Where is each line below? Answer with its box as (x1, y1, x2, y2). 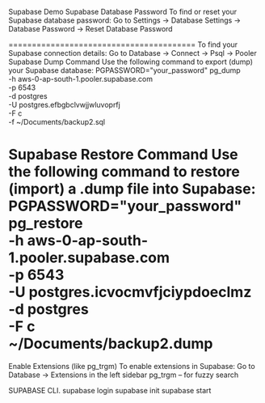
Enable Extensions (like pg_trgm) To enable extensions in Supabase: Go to (8, 361, 256, 371)
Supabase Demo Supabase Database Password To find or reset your (8, 7, 237, 16)
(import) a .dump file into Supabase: (8, 180, 256, 198)
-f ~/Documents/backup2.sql (8, 117, 106, 126)
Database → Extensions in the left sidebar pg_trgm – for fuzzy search (8, 370, 239, 380)
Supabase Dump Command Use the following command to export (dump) (8, 57, 253, 66)
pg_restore (8, 214, 83, 233)
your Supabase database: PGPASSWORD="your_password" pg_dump (8, 66, 241, 75)
